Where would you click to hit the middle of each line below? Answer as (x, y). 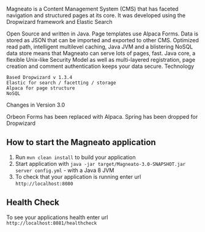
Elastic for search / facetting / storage (61, 83)
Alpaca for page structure (41, 88)
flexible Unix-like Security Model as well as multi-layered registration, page (101, 60)
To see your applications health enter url (57, 217)
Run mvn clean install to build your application (75, 157)
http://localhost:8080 (44, 184)
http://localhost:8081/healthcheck (52, 223)
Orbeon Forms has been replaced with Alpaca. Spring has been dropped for (102, 117)
